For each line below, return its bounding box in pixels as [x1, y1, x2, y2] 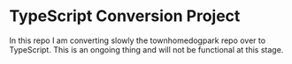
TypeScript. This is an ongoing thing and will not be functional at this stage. [9, 44, 284, 54]
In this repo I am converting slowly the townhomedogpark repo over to [9, 35, 266, 46]
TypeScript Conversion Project [9, 6, 241, 26]
